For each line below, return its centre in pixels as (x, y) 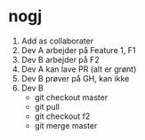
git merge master (66, 125)
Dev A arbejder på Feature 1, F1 (78, 50)
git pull (47, 106)
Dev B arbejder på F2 (60, 59)
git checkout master (71, 97)
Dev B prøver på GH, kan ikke (75, 78)
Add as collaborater (57, 41)
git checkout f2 (62, 116)
